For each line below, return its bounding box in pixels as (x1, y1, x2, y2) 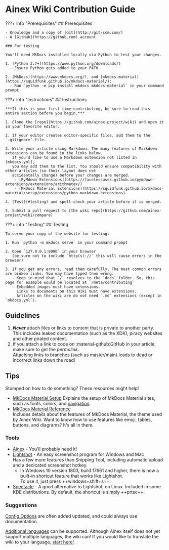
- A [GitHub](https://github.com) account (5, 34, 96, 39)
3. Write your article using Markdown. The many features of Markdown (5, 146, 157, 151)
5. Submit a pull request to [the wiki (5, 208, 90, 213)
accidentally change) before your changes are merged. (12, 173, 130, 178)
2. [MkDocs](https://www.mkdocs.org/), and (5, 74, 99, 79)
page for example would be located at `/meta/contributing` (5, 280, 135, 285)
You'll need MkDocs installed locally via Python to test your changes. (5, 52, 162, 57)
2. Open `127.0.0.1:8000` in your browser (5, 249, 96, 254)
